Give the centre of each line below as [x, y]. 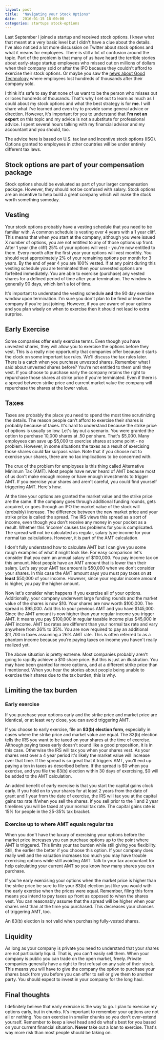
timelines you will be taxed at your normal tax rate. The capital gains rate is [80, 807]
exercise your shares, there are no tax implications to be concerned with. [79, 457]
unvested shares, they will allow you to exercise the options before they [77, 346]
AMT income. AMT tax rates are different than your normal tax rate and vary [82, 624]
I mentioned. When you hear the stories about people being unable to [75, 670]
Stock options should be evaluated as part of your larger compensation [77, 184]
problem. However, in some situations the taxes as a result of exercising [77, 446]
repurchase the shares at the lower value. [47, 388]
